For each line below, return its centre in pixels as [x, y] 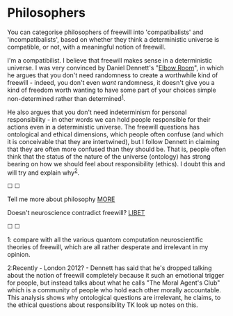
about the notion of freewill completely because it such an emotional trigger [116, 276]
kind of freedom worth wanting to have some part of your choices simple [112, 90]
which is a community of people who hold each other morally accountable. [114, 290]
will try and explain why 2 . [43, 172]
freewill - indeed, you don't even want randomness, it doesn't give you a [111, 82]
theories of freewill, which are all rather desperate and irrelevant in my [108, 247]
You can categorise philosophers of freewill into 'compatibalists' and [105, 32]
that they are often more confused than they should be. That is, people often [116, 149]
